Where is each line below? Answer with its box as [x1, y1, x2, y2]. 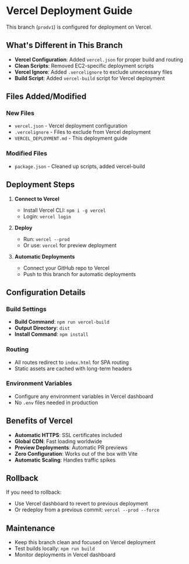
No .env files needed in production [14, 399, 98, 406]
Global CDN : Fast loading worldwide [14, 438, 102, 445]
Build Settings [6, 305, 47, 313]
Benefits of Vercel [6, 416, 73, 426]
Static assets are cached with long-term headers [14, 364, 132, 372]
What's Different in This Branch [6, 40, 123, 50]
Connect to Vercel [14, 195, 60, 202]
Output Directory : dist [14, 325, 70, 332]
